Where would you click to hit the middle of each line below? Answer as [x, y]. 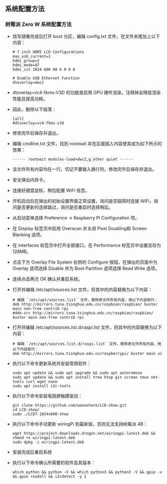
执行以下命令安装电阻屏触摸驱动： [47, 396]
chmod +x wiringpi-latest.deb [44, 438]
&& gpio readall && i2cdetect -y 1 [49, 476]
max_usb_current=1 [31, 56]
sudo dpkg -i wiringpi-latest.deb [48, 442]
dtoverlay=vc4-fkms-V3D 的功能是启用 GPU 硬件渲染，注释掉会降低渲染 [86, 92]
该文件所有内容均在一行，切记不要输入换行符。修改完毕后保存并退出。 [84, 169]
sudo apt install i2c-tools [41, 386]
